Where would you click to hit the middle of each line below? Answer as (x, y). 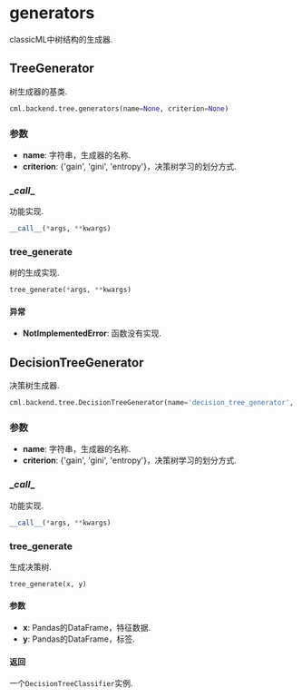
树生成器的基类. (39, 91)
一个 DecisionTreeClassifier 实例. (71, 683)
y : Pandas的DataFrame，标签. (79, 639)
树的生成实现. (35, 273)
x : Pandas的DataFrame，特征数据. (87, 628)
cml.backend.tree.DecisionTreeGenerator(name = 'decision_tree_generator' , (152, 403)
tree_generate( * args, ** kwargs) (70, 290)
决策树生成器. (35, 386)
